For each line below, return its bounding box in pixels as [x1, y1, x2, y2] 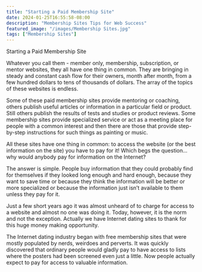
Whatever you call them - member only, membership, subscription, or [6, 60, 179, 67]
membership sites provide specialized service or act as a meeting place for [6, 116, 193, 124]
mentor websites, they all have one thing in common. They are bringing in [6, 66, 189, 73]
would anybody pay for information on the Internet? [17, 153, 146, 160]
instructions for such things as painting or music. [27, 129, 148, 136]
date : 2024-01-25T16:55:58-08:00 [6, 14, 90, 21]
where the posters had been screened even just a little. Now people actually [6, 253, 195, 260]
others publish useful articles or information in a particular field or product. [6, 103, 192, 110]
